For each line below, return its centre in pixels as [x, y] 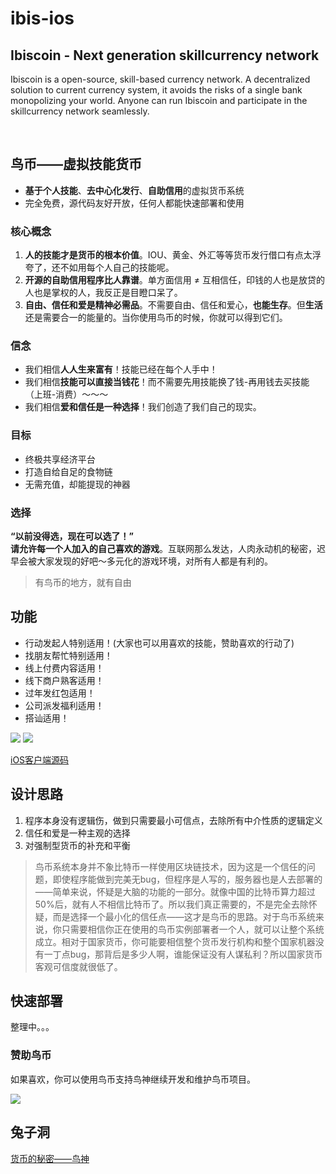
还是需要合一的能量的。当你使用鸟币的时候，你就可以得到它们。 [156, 318]
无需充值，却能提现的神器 [77, 484]
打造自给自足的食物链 [68, 471]
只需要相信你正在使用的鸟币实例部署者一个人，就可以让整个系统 [193, 929]
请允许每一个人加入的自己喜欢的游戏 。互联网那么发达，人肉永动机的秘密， [163, 548]
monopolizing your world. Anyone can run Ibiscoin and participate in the [159, 100]
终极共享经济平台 [60, 459]
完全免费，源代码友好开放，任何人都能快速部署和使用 [134, 203]
